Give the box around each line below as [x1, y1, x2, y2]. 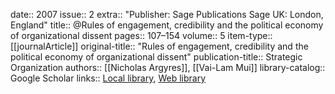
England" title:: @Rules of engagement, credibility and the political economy [10, 19, 324, 31]
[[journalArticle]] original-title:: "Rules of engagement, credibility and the [10, 40, 309, 52]
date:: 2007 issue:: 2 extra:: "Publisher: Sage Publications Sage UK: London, [10, 9, 324, 20]
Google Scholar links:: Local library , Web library [10, 72, 207, 84]
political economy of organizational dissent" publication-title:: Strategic [10, 51, 303, 63]
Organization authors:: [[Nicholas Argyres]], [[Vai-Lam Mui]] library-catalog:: [10, 62, 326, 73]
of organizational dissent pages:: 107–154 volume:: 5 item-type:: [10, 30, 273, 41]
